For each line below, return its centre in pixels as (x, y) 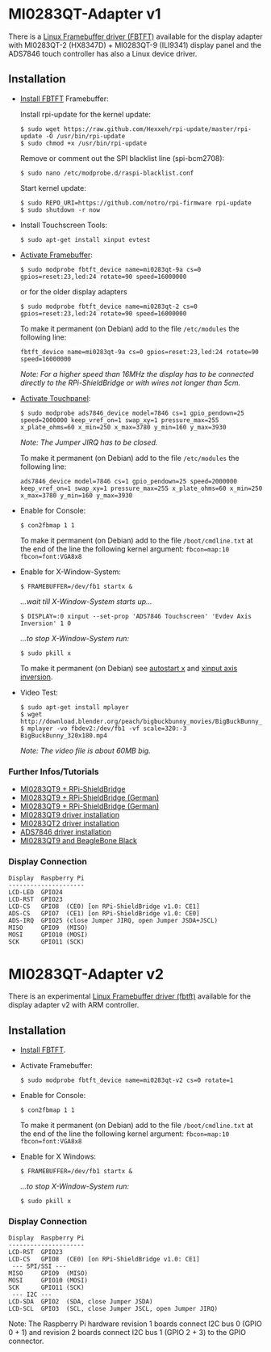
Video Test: (39, 692)
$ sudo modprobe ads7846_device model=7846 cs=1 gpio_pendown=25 (132, 413)
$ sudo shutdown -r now (60, 210)
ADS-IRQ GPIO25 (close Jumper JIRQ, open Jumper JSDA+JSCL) (113, 921)
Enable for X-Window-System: (70, 572)
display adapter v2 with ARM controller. (74, 1005)
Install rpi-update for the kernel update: (85, 114)
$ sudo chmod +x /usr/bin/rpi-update (83, 143)
